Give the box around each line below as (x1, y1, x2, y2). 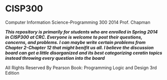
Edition (5, 70, 20, 76)
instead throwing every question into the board (5, 55, 105, 61)
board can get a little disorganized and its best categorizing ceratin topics (5, 50, 163, 56)
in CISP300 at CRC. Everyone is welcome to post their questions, (5, 34, 143, 40)
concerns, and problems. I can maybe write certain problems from (5, 39, 146, 45)
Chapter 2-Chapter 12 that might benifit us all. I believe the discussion (5, 44, 154, 50)
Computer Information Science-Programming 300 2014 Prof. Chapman (5, 19, 151, 25)
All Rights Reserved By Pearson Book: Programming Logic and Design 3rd (5, 65, 157, 71)
